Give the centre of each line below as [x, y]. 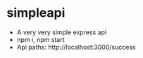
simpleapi [36, 13]
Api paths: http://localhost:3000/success [76, 47]
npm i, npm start [41, 39]
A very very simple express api [62, 32]
